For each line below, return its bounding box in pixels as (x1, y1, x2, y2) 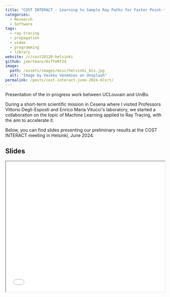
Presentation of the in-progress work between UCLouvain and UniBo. (5, 91, 150, 97)
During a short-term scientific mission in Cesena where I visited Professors (5, 101, 161, 107)
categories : (5, 12, 30, 17)
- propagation (10, 36, 39, 41)
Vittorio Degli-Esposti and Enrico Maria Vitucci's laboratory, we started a (5, 106, 156, 112)
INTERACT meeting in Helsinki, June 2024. (5, 132, 94, 138)
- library (10, 49, 30, 54)
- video (10, 40, 26, 45)
